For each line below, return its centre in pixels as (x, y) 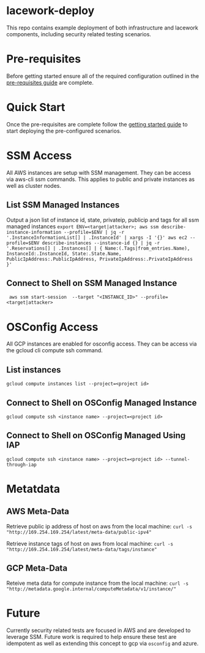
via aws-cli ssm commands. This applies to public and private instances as (100, 179)
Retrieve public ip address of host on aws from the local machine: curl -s (99, 526)
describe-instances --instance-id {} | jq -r (101, 243)
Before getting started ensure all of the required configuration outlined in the (103, 76)
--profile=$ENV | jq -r (94, 232)
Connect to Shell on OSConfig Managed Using (96, 435)
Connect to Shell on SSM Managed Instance (92, 283)
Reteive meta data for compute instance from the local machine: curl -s (97, 583)
